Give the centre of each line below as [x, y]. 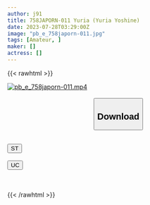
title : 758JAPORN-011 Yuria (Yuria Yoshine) [74, 20]
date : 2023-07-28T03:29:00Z [49, 27]
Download [118, 116]
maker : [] [22, 46]
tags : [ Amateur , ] [34, 40]
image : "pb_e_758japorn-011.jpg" [56, 33]
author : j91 [25, 14]
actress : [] [25, 54]
